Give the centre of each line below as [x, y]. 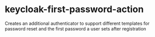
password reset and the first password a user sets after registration [75, 28]
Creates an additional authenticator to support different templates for [77, 23]
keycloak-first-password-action [74, 9]
